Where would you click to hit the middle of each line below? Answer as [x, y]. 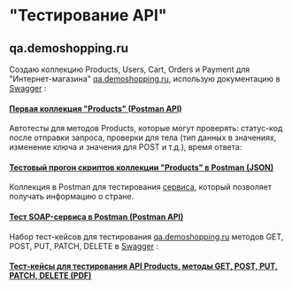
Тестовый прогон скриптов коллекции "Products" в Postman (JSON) [142, 167]
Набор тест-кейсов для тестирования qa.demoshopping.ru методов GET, [146, 237]
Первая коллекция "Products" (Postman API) [96, 108]
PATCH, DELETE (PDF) [50, 276]
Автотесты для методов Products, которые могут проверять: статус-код [146, 129]
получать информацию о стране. [72, 197]
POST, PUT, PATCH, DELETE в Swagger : [84, 246]
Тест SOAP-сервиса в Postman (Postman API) [96, 217]
